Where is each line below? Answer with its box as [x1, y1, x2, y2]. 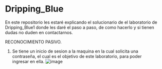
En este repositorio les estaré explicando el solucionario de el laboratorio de [5, 19, 157, 25]
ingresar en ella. [12, 58, 45, 64]
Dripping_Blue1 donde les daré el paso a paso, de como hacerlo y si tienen [5, 24, 155, 30]
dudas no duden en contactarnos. [5, 29, 73, 35]
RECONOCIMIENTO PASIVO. [5, 39, 62, 44]
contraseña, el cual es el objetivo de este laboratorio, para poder [12, 53, 142, 59]
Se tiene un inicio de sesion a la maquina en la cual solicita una [12, 48, 139, 54]
